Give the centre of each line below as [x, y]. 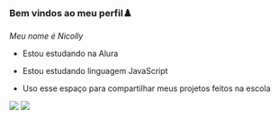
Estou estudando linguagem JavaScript [95, 71]
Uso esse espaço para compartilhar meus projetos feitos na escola [147, 88]
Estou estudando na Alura [70, 54]
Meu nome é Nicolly [46, 36]
